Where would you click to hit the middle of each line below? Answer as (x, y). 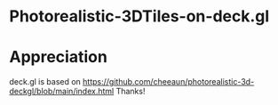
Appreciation (59, 57)
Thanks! (131, 92)
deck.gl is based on (45, 82)
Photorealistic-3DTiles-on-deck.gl (139, 16)
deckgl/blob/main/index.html (62, 92)
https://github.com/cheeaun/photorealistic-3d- (169, 82)
